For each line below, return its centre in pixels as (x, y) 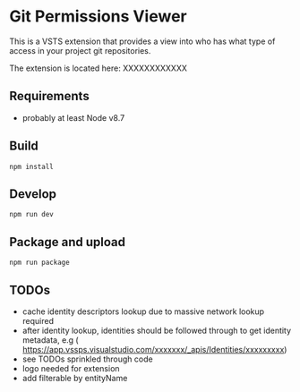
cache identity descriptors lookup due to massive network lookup (143, 311)
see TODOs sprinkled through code (88, 359)
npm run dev (31, 215)
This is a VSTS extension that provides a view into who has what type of (142, 41)
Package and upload (68, 242)
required (38, 321)
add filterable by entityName (75, 378)
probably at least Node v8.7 (73, 117)
